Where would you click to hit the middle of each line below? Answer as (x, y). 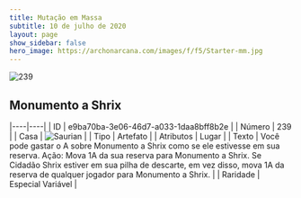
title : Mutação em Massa (56, 18)
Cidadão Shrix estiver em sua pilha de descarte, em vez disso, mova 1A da (147, 165)
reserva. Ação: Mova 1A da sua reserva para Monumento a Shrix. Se (136, 155)
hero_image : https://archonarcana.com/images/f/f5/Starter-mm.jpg (136, 51)
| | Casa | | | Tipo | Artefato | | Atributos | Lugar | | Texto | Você (145, 136)
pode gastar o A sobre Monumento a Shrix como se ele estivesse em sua (145, 146)
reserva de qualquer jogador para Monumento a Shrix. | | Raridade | (135, 174)
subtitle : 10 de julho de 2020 (68, 26)
